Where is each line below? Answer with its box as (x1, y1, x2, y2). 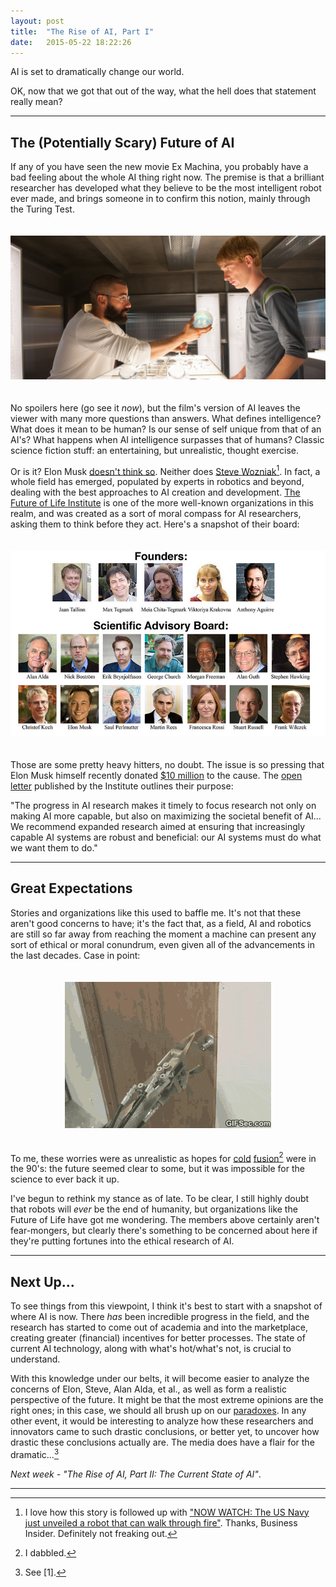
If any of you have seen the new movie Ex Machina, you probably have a (10, 161, 309, 173)
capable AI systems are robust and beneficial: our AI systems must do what (10, 831, 322, 843)
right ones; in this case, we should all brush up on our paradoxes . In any (10, 1405, 307, 1417)
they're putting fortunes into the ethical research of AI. (10, 1235, 235, 1247)
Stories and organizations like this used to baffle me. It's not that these (10, 906, 302, 919)
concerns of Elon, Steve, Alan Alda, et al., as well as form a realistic (10, 1383, 287, 1395)
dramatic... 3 (10, 1447, 60, 1460)
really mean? (10, 96, 63, 108)
